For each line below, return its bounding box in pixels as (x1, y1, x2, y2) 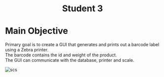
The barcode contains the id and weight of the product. (5, 52, 117, 58)
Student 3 (62, 3, 103, 14)
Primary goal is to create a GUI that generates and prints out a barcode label (5, 42, 160, 48)
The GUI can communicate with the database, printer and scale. (5, 57, 135, 63)
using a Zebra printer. (5, 47, 49, 53)
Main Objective (5, 26, 68, 37)
